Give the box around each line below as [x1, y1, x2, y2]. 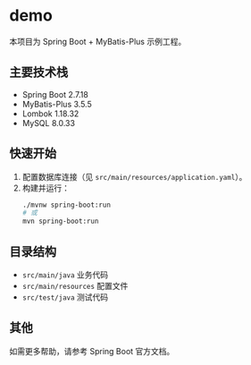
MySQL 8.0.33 [21, 117, 76, 128]
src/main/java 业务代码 [21, 269, 109, 280]
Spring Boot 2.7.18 [21, 89, 89, 99]
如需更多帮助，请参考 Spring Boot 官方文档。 [9, 345, 175, 356]
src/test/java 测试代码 [21, 292, 109, 302]
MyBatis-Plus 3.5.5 [21, 98, 92, 109]
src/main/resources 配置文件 [21, 281, 129, 291]
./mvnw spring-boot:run [21, 200, 112, 209]
